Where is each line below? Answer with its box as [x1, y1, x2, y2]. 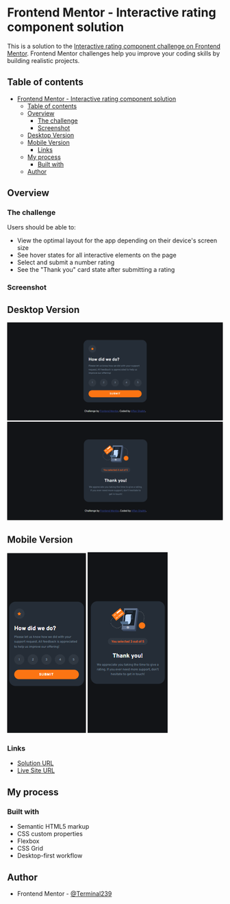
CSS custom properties [16, 830, 84, 838]
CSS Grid [16, 844, 43, 853]
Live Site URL [16, 766, 55, 775]
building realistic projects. [7, 56, 80, 64]
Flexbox [16, 837, 40, 845]
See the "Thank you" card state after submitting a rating [16, 266, 175, 274]
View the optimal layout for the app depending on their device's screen [16, 236, 218, 244]
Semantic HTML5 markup [16, 823, 90, 831]
